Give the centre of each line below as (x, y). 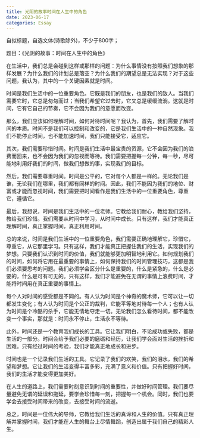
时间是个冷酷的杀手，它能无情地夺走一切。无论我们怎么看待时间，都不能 (100, 311)
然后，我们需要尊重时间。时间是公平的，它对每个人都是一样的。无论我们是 (97, 176)
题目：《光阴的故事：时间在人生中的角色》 (57, 53)
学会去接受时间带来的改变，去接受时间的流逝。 (63, 402)
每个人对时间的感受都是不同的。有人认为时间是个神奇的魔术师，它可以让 (95, 297)
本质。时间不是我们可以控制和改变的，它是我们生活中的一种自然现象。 (102, 128)
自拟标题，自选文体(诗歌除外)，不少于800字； (62, 41)
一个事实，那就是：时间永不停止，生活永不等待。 (71, 319)
